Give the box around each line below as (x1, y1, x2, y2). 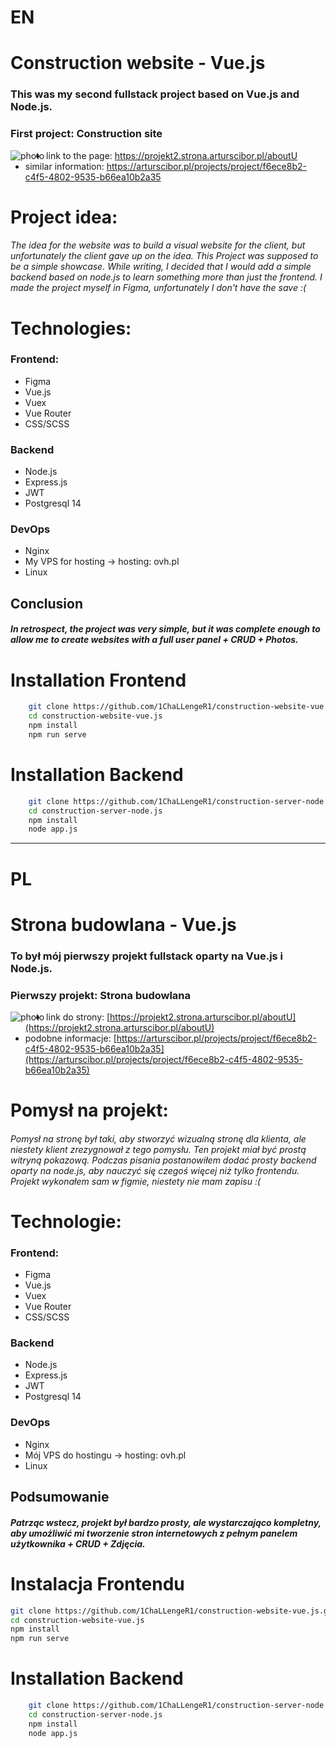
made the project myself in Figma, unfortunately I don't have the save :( (10, 282, 307, 294)
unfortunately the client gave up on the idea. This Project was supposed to (10, 250, 319, 262)
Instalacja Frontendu (10, 1572, 185, 1595)
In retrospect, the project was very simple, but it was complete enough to (10, 623, 321, 635)
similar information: (24, 160, 105, 172)
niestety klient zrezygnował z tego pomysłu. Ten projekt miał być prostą (10, 1143, 307, 1155)
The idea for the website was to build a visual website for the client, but (10, 239, 306, 251)
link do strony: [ (46, 1011, 111, 1023)
